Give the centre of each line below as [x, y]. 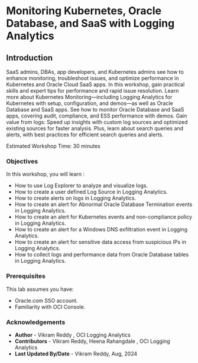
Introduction [30, 58]
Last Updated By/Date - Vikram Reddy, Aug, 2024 [76, 354]
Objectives [22, 161]
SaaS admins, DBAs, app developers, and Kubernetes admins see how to [95, 72]
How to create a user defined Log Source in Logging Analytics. [91, 192]
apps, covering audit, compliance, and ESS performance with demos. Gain [97, 116]
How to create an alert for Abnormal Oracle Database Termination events [103, 204]
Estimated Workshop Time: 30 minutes [53, 146]
